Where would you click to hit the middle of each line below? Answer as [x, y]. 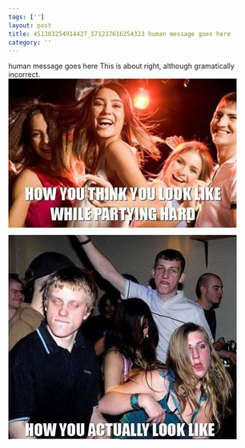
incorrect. [24, 75]
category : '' [30, 42]
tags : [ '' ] [26, 17]
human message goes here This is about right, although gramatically [121, 66]
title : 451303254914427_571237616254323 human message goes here [119, 34]
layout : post [30, 25]
